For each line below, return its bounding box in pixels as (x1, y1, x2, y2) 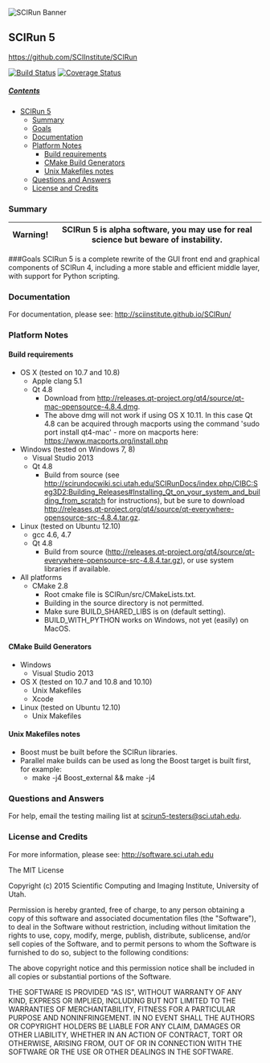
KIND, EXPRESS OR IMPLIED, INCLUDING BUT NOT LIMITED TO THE (8, 996, 236, 1005)
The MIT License (8, 865, 64, 875)
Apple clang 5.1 (31, 376, 83, 386)
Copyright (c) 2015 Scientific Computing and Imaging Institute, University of (8, 881, 260, 890)
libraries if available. (43, 563, 111, 574)
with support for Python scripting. (8, 272, 121, 281)
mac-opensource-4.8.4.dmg (43, 402, 138, 411)
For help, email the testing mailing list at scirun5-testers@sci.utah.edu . (8, 812, 242, 821)
